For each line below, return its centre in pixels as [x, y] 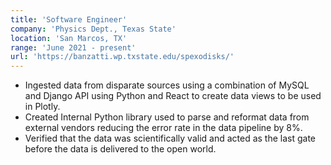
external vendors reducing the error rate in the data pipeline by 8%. [163, 128]
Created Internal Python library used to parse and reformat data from [167, 117]
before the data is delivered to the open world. [120, 149]
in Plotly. [42, 107]
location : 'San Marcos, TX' [69, 38]
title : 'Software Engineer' [69, 19]
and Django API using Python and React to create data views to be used [173, 96]
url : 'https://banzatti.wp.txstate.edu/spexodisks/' [122, 57]
